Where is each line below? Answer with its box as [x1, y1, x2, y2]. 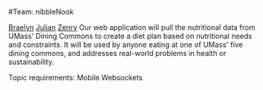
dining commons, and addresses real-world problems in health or [8, 49, 227, 58]
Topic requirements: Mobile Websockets [8, 73, 143, 82]
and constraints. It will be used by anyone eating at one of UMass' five [8, 40, 244, 49]
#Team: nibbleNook [8, 7, 74, 16]
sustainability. [8, 57, 54, 66]
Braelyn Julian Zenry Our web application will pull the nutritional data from [8, 23, 256, 32]
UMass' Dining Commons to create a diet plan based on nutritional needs [8, 32, 252, 41]
